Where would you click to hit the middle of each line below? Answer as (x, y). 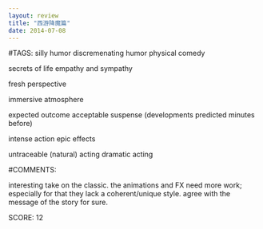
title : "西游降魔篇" (39, 23)
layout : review (34, 16)
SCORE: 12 (26, 218)
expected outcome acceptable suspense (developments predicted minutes (131, 115)
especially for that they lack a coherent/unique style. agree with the (119, 194)
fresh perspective (37, 84)
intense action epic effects (52, 139)
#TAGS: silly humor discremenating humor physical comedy (107, 53)
